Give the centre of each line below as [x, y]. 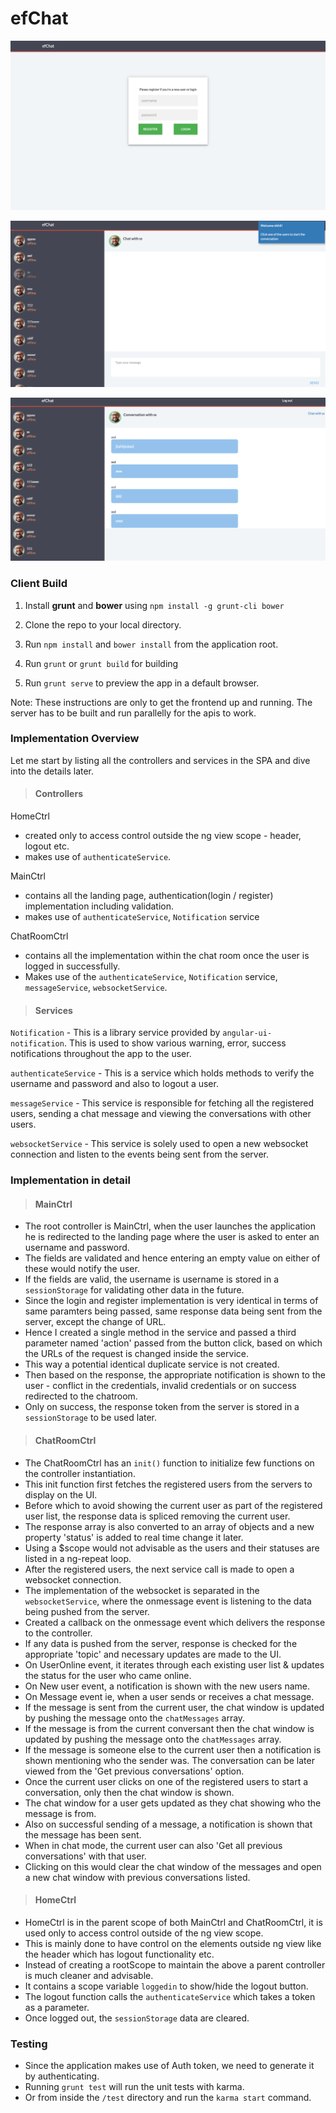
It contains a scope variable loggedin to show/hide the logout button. [166, 1986]
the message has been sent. [83, 1834]
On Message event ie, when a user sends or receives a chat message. [169, 1696]
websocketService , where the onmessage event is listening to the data [168, 1601]
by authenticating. [62, 2076]
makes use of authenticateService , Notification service [142, 917]
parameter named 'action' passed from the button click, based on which [173, 1343]
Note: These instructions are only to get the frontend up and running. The [161, 702]
